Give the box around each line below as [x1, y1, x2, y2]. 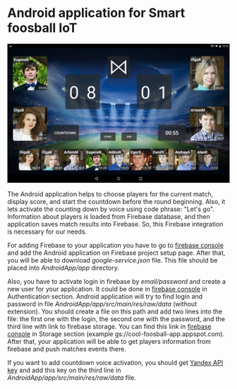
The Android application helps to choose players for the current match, [7, 189, 214, 198]
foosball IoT [7, 20, 78, 36]
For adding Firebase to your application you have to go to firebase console [7, 241, 224, 249]
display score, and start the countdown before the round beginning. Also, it [7, 197, 226, 205]
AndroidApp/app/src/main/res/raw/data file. [7, 373, 136, 382]
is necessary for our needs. [7, 227, 87, 236]
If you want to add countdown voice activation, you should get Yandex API [7, 358, 224, 366]
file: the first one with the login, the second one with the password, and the [7, 314, 226, 323]
